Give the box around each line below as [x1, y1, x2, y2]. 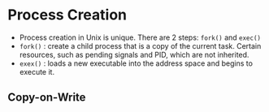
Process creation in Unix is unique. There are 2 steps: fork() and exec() [19, 32, 262, 42]
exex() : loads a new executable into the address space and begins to [19, 58, 254, 68]
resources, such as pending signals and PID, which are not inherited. [19, 50, 249, 59]
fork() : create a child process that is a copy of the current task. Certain [19, 41, 262, 50]
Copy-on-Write [7, 91, 86, 105]
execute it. [19, 67, 54, 76]
